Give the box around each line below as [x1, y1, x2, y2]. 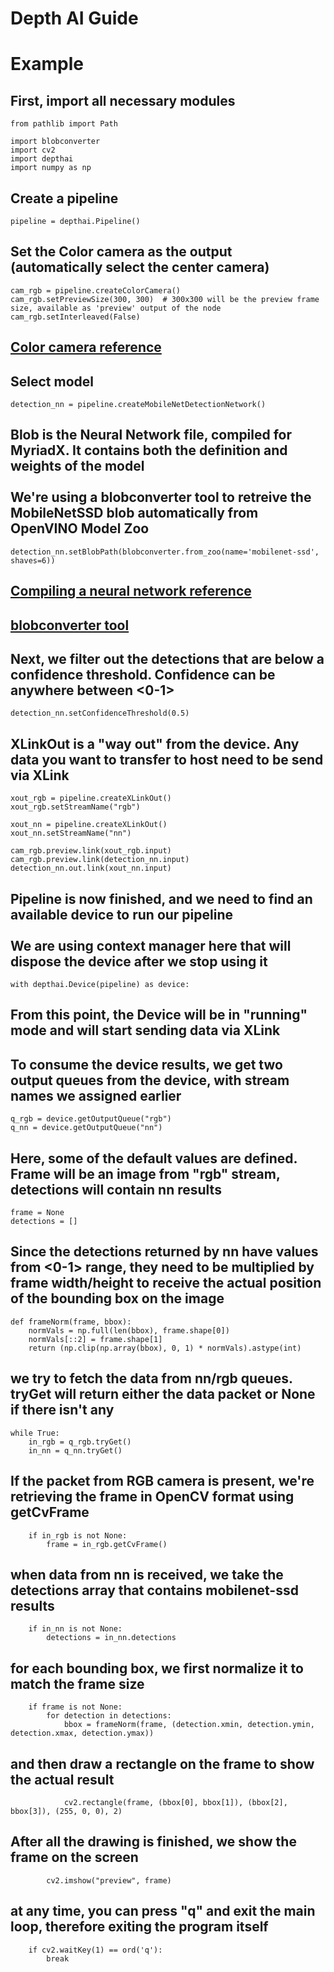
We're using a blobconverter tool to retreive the [10, 489, 312, 506]
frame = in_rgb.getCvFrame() [46, 1539, 168, 1549]
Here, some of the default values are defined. [10, 1150, 298, 1167]
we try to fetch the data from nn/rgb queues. [10, 1370, 293, 1387]
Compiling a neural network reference [10, 583, 252, 600]
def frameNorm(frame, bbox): [10, 1317, 132, 1327]
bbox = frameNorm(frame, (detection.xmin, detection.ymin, [63, 1720, 315, 1730]
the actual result [10, 1771, 115, 1788]
